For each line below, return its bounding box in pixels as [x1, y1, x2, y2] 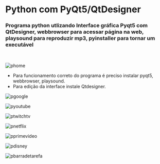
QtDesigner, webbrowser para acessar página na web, [5, 28, 144, 35]
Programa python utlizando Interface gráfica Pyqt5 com [5, 22, 148, 29]
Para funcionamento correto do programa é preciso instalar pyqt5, [12, 73, 153, 79]
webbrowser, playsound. [12, 78, 65, 84]
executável [5, 41, 34, 48]
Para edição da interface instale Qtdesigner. [12, 84, 106, 90]
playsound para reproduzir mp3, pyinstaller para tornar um [5, 35, 155, 42]
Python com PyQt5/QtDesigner [5, 4, 141, 15]
